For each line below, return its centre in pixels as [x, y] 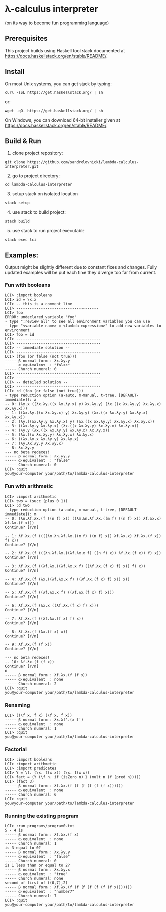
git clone [15, 162]
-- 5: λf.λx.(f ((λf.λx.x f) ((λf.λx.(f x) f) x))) [60, 592]
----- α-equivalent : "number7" [40, 891]
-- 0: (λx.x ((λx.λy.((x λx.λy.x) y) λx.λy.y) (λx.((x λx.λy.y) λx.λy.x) [83, 404]
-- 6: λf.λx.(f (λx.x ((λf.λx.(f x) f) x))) [52, 605]
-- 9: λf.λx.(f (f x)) [29, 644]
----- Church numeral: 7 [31, 896]
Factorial [16, 749]
